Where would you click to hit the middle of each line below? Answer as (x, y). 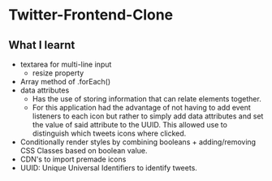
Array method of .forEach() (65, 82)
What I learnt (42, 45)
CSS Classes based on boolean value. (84, 151)
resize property (58, 73)
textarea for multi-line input (66, 64)
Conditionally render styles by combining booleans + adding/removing (138, 142)
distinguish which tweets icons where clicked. (109, 133)
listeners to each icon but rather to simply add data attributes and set (148, 116)
